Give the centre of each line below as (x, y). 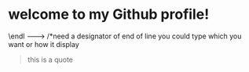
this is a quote (50, 59)
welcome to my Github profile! (109, 14)
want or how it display (44, 44)
